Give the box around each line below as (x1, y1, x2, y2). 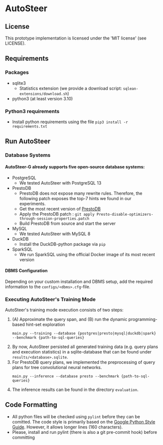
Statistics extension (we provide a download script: (19, 85, 122, 91)
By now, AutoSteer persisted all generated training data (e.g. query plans (12, 344, 158, 350)
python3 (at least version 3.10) (12, 95, 73, 101)
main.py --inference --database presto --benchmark (12, 374, 119, 379)
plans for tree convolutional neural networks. (12, 365, 102, 370)
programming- (128, 316, 158, 322)
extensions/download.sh (19, 91, 68, 96)
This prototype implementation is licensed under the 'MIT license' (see (5, 35, 147, 41)
